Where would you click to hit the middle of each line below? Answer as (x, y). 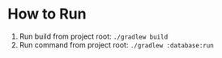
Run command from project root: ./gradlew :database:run (116, 44)
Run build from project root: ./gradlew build (94, 36)
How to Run (47, 14)
